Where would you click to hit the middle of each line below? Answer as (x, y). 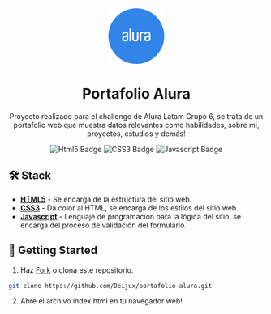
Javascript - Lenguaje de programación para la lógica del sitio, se (131, 216)
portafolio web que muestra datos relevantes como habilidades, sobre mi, (136, 125)
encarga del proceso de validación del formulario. (103, 225)
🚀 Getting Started (53, 250)
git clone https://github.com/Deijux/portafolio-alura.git (110, 286)
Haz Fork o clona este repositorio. (77, 269)
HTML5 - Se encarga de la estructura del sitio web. (106, 199)
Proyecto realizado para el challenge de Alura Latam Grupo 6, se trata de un (136, 116)
